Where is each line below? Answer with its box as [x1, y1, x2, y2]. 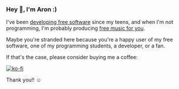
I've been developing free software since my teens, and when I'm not [6, 19, 174, 26]
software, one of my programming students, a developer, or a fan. [6, 42, 166, 49]
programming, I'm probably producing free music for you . [6, 25, 146, 32]
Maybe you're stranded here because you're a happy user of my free [6, 36, 173, 43]
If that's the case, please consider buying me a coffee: [6, 54, 138, 61]
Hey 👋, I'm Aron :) [6, 5, 58, 13]
